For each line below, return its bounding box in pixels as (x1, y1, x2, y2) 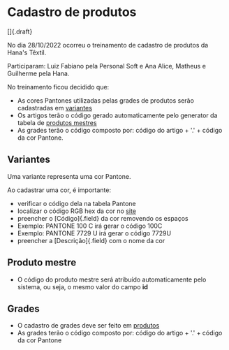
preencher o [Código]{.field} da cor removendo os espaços (17, 214, 189, 222)
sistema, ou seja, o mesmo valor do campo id (17, 282, 149, 291)
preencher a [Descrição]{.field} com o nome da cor (17, 236, 165, 245)
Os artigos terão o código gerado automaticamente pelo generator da (17, 111, 218, 119)
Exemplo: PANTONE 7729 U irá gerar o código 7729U (17, 228, 172, 238)
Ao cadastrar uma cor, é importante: (7, 186, 112, 194)
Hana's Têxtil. (7, 48, 47, 57)
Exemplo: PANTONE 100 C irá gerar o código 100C (17, 221, 163, 230)
